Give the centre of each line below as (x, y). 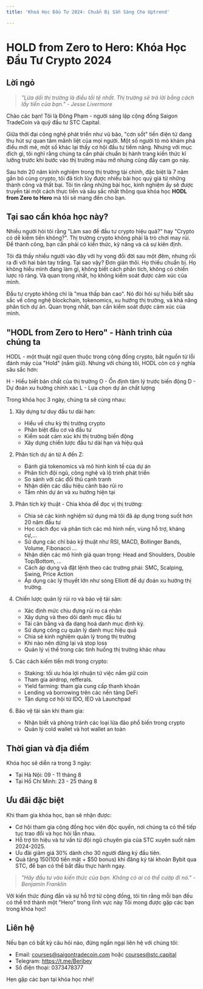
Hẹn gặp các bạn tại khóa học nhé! (50, 979)
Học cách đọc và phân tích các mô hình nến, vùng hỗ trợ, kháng (105, 529)
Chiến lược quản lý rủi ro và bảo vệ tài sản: (68, 599)
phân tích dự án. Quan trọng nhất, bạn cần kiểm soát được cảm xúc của (96, 307)
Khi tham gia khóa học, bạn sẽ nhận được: (59, 815)
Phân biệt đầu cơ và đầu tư (58, 430)
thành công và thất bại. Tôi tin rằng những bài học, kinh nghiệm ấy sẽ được (100, 185)
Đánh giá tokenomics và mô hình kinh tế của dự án (87, 466)
